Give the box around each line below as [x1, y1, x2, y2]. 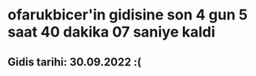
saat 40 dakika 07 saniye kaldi [7, 23, 215, 41]
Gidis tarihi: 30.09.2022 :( [7, 55, 142, 69]
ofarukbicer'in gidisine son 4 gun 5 [7, 6, 248, 24]
